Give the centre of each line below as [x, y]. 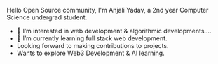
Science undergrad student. [47, 17]
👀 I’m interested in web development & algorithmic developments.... [114, 31]
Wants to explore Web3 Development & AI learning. [91, 53]
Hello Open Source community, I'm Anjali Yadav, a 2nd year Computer [108, 10]
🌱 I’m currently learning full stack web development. [92, 38]
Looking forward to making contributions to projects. [93, 46]
